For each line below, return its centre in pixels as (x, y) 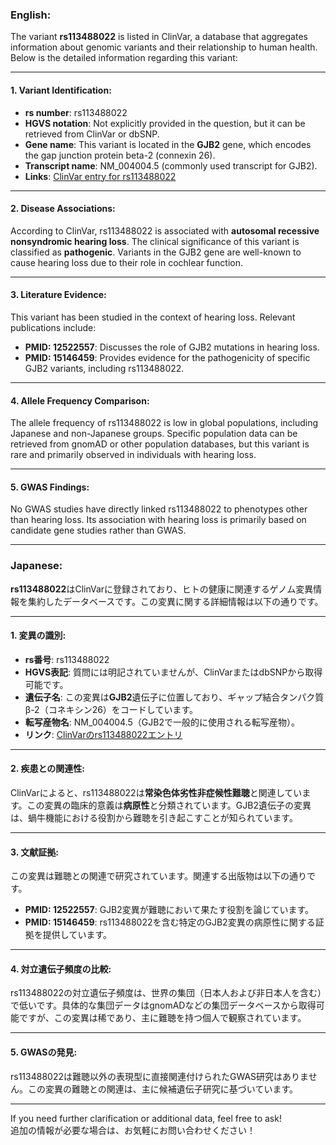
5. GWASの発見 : (44, 1052)
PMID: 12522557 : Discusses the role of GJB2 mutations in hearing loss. (172, 347)
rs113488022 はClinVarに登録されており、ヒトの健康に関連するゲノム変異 (162, 589)
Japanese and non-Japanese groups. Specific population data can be (154, 434)
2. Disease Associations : (63, 209)
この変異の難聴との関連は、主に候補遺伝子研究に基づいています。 (163, 1089)
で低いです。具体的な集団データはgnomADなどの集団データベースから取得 (163, 1005)
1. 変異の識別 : (38, 635)
